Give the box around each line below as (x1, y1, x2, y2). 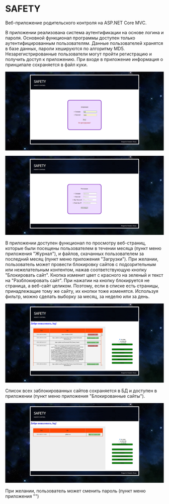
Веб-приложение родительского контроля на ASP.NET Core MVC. (5, 20, 147, 26)
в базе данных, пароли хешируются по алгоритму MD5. (5, 45, 125, 51)
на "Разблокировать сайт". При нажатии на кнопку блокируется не (5, 278, 150, 284)
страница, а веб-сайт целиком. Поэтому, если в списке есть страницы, (5, 283, 159, 289)
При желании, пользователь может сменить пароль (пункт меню (5, 487, 146, 494)
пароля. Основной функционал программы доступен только (5, 35, 136, 41)
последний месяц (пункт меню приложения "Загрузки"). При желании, (5, 256, 158, 262)
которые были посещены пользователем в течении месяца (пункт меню (5, 245, 162, 251)
